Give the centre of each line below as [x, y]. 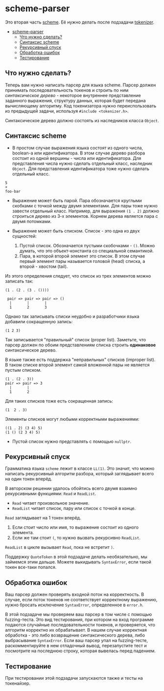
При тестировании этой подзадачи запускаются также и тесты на [74, 678]
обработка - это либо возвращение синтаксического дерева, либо [75, 635]
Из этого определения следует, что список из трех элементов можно [78, 276]
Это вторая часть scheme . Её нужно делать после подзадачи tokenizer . [80, 22]
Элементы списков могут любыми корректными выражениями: [72, 419]
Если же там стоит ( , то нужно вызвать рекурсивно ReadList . [76, 538]
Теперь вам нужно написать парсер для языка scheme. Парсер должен [81, 85]
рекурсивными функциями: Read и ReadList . [51, 494]
